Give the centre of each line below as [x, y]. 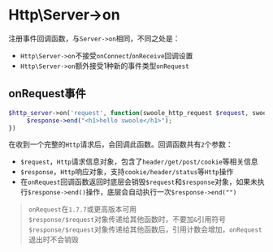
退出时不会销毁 [53, 240]
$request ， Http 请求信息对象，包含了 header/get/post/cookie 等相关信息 [139, 162]
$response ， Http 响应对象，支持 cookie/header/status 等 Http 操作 [127, 172]
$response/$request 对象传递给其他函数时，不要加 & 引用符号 [127, 220]
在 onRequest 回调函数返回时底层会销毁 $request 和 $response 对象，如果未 [139, 182]
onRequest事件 [48, 94]
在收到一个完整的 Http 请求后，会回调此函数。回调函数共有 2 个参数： [121, 144]
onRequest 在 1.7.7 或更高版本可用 [82, 209]
